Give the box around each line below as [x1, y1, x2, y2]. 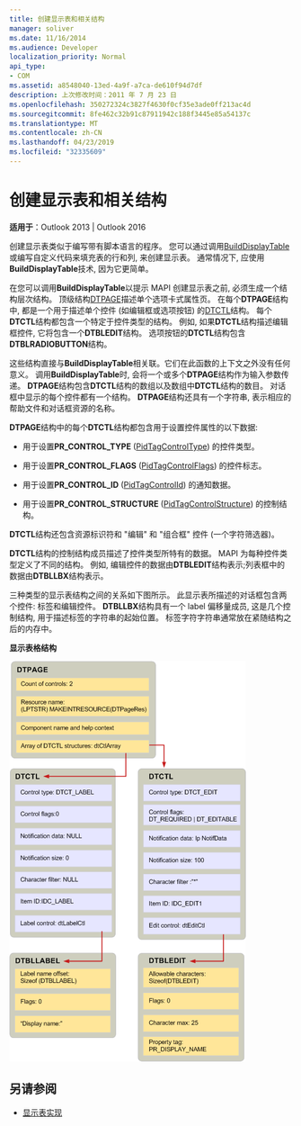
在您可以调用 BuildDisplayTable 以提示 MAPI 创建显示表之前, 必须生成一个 [9, 282, 280, 293]
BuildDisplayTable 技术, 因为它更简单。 [9, 263, 154, 274]
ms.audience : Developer [9, 43, 99, 52]
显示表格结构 [9, 642, 57, 653]
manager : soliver [9, 23, 75, 33]
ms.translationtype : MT [9, 119, 99, 128]
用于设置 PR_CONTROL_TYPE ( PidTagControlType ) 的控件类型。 [22, 441, 260, 452]
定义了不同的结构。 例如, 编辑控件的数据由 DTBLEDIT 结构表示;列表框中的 [16, 559, 286, 570]
